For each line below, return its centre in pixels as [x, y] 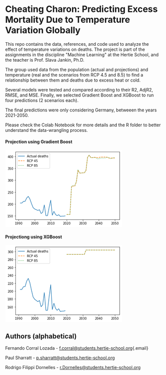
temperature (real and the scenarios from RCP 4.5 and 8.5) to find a [74, 75]
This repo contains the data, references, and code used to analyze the [77, 44]
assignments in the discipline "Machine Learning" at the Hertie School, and [82, 54]
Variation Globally [43, 30]
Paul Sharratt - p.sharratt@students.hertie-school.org [60, 358]
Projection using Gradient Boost [39, 141]
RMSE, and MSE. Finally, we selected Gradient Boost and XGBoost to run [80, 95]
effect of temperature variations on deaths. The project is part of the [75, 49]
